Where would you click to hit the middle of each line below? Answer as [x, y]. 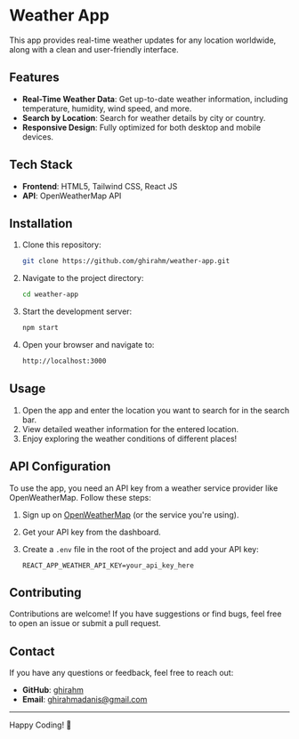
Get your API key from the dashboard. [92, 532]
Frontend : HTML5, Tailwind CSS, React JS [100, 186]
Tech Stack [41, 165]
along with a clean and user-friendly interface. [94, 49]
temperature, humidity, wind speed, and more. [107, 108]
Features [34, 78]
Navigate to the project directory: [83, 278]
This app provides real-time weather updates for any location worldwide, [143, 40]
